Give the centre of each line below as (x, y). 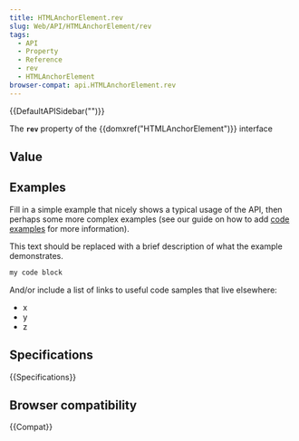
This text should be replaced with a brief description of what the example (146, 246)
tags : (19, 34)
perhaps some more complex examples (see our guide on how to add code (149, 219)
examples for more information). (69, 228)
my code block (36, 273)
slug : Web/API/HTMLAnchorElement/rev (81, 26)
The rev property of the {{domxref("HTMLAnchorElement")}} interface (141, 129)
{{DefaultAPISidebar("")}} (57, 110)
